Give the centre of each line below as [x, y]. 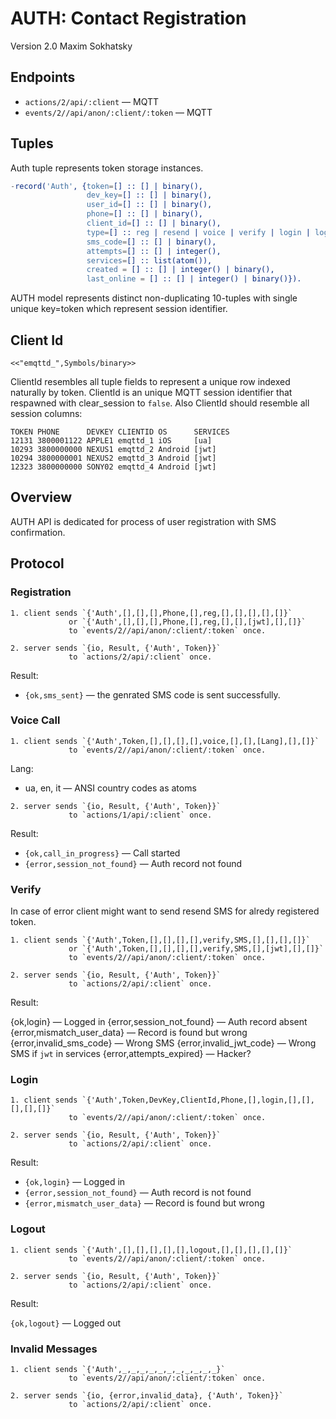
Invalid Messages [54, 1349]
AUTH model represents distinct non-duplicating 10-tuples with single [154, 298]
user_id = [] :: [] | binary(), [149, 205]
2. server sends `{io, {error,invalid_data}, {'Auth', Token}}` [147, 1395]
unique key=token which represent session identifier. [119, 309]
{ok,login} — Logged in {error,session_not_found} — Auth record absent [159, 1022]
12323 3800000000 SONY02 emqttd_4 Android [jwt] [113, 467]
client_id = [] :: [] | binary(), [154, 223]
